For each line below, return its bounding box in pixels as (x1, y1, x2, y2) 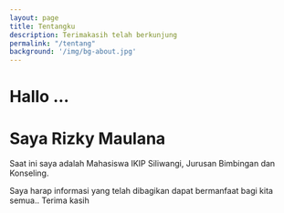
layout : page (9, 13, 59, 23)
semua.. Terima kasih (9, 195, 89, 206)
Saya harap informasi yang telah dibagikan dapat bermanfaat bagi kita (9, 186, 274, 197)
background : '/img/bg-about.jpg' (9, 47, 137, 56)
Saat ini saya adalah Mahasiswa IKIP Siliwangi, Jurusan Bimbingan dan (9, 158, 276, 169)
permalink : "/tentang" (9, 38, 96, 48)
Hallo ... (9, 86, 70, 107)
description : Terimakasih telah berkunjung (9, 30, 178, 39)
